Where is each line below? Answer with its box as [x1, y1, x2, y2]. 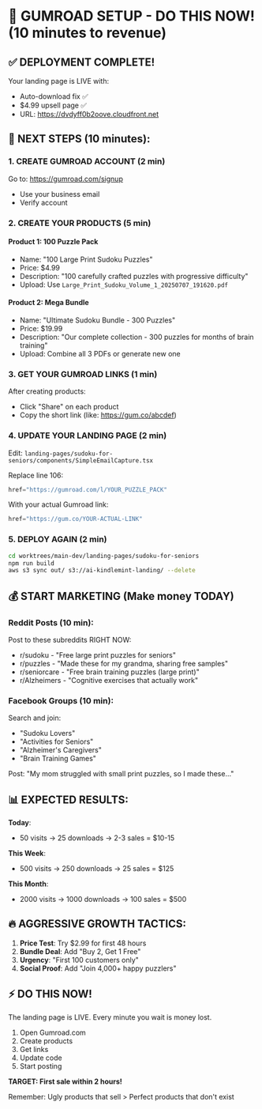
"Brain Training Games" [19, 754, 97, 764]
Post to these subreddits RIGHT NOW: [8, 635, 132, 644]
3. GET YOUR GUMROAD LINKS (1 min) [8, 368, 158, 379]
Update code [19, 1053, 62, 1062]
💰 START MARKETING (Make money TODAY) [8, 589, 234, 603]
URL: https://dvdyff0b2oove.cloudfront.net [19, 110, 159, 119]
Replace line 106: [8, 470, 64, 480]
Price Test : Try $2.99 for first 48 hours [19, 938, 147, 948]
